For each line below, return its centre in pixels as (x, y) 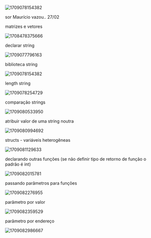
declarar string (20, 45)
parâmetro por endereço (30, 221)
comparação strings (25, 102)
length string (18, 83)
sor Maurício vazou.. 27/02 (32, 17)
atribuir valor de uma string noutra (40, 121)
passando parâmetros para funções (41, 183)
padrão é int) (18, 164)
